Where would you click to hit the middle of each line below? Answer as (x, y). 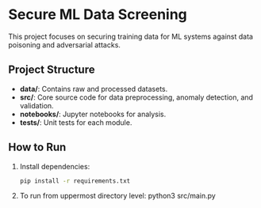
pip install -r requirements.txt (75, 181)
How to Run (37, 147)
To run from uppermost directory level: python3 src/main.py (117, 196)
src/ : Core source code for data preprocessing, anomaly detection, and (136, 97)
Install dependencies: (55, 166)
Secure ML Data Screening (98, 15)
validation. (36, 105)
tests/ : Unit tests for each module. (76, 122)
